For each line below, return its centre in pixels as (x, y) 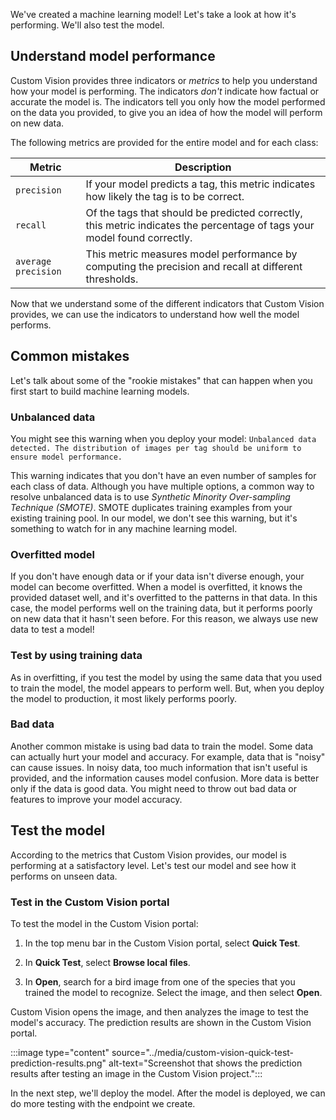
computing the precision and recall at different (194, 266)
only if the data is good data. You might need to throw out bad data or (154, 788)
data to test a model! (52, 630)
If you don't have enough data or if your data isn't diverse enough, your (157, 576)
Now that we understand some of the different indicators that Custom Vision (167, 303)
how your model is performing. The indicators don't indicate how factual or (165, 91)
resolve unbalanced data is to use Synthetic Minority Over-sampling (150, 496)
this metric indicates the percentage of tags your (200, 225)
